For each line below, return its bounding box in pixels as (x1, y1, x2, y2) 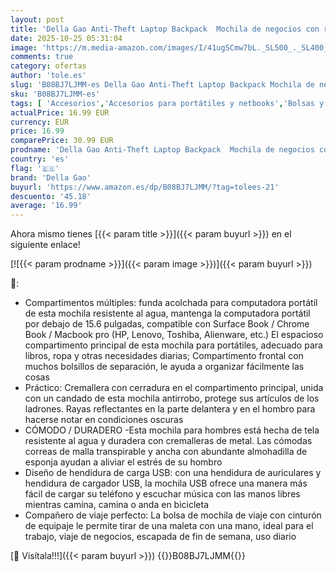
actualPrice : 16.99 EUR (10, 107, 110, 118)
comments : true (10, 52, 74, 62)
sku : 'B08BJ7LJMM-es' (10, 89, 101, 99)
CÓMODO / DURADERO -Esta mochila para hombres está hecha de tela (24, 424, 320, 436)
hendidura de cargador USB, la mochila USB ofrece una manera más (24, 477, 308, 490)
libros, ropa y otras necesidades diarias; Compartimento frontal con (24, 350, 304, 362)
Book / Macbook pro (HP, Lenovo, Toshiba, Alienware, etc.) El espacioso (24, 329, 324, 341)
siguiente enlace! (10, 239, 81, 251)
